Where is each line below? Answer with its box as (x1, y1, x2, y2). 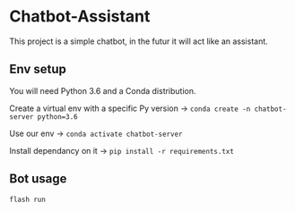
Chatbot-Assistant (9, 6, 151, 27)
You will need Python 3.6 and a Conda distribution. (9, 85, 196, 96)
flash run (9, 195, 47, 204)
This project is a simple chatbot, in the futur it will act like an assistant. (9, 36, 269, 46)
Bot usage (9, 172, 67, 187)
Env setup (9, 62, 67, 77)
